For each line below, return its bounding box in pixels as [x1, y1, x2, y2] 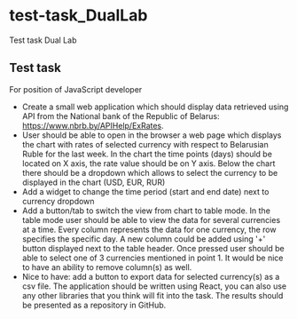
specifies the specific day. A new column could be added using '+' [21, 233, 266, 244]
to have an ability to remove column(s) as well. [21, 261, 192, 272]
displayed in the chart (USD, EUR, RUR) [21, 177, 166, 187]
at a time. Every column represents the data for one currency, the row [21, 224, 277, 235]
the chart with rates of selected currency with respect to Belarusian [21, 139, 269, 149]
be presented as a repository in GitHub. [21, 299, 167, 310]
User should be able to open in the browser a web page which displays [21, 130, 282, 140]
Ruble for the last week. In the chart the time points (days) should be [21, 148, 273, 159]
